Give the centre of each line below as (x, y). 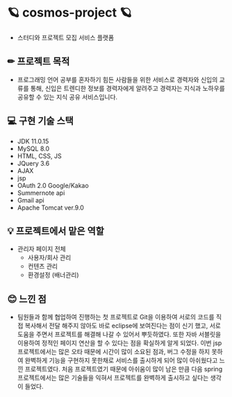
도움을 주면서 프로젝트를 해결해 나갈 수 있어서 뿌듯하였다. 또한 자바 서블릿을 (119, 335)
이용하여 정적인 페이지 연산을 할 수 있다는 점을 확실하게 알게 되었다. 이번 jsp (119, 343)
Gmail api (31, 200)
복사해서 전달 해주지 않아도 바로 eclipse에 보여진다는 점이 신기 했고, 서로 (123, 326)
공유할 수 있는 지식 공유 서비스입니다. (67, 96)
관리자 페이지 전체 (41, 249)
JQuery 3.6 (33, 163)
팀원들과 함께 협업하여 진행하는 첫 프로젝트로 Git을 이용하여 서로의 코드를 (116, 317)
